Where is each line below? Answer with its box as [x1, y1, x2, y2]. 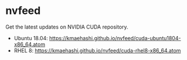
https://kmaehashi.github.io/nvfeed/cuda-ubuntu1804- [49, 34, 181, 41]
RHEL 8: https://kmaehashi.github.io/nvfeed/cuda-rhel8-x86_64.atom [13, 47, 181, 54]
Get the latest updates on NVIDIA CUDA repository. [5, 23, 129, 30]
